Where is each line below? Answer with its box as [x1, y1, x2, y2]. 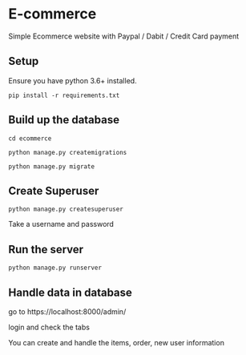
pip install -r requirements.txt [8, 91, 120, 99]
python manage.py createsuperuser [8, 205, 124, 213]
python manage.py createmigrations [8, 148, 127, 156]
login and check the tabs [8, 322, 91, 332]
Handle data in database [8, 285, 132, 299]
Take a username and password [8, 220, 115, 229]
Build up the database [8, 113, 120, 127]
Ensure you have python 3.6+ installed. [8, 75, 138, 85]
